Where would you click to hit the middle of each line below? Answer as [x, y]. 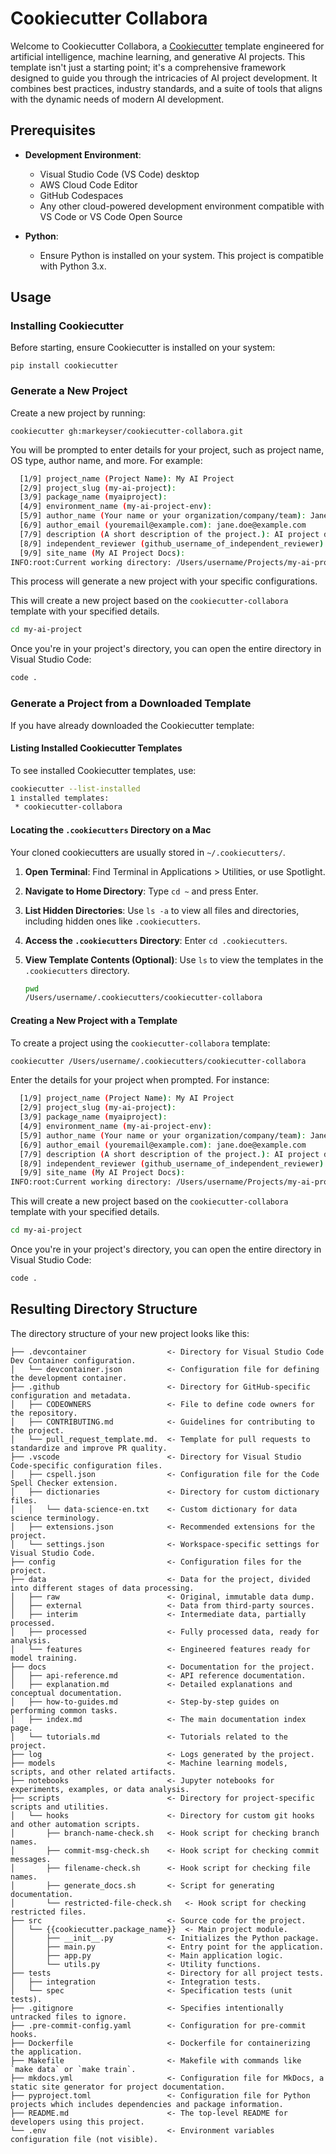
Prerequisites [53, 130]
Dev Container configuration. [73, 1360]
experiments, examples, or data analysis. [100, 1789]
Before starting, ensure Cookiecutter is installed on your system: [143, 348]
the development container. [69, 1378]
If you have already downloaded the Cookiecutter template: [132, 725]
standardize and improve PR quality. [89, 1448]
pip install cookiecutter [64, 366]
